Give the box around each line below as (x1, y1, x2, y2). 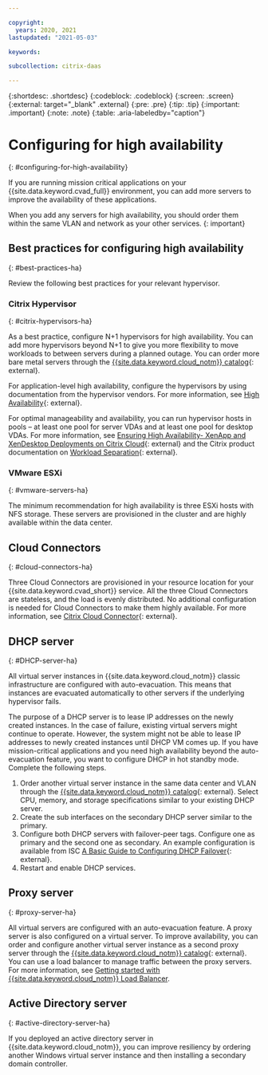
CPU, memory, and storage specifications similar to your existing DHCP (19, 795, 255, 805)
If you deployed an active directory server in (8, 1034, 154, 1043)
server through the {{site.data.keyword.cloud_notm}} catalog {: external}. (8, 948, 247, 958)
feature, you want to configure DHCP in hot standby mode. (46, 754, 239, 764)
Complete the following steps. (8, 763, 107, 773)
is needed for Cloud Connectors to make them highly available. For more (8, 603, 247, 612)
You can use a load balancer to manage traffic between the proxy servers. (8, 956, 252, 966)
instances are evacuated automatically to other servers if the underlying (8, 688, 245, 698)
